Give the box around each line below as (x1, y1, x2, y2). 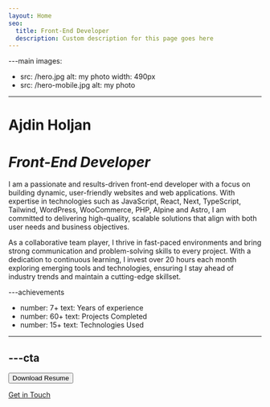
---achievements (8, 287, 65, 298)
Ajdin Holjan (8, 116, 92, 134)
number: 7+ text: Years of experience (19, 303, 144, 313)
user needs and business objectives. (8, 222, 130, 232)
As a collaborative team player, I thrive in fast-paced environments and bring (8, 238, 262, 248)
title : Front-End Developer (15, 27, 110, 35)
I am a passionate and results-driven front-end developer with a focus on (8, 179, 251, 189)
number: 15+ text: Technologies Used (19, 320, 145, 330)
